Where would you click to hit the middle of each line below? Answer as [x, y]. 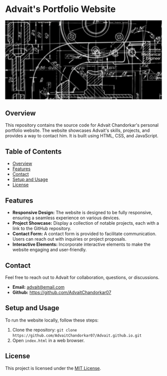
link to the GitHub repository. [42, 229]
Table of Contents [34, 152]
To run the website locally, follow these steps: [52, 320]
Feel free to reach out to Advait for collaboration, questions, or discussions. [82, 277]
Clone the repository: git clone [44, 330]
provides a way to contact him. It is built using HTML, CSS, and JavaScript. [82, 136]
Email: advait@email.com [38, 287]
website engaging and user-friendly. [49, 250]
